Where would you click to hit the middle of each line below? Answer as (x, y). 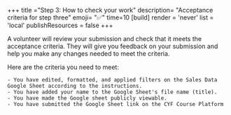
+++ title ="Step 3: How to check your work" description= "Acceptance (110, 10)
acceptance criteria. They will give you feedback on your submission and (113, 46)
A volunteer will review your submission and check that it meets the (104, 39)
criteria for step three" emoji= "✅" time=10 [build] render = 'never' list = (111, 17)
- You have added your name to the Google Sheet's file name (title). (112, 92)
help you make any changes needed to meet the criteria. (89, 54)
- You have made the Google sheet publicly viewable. (87, 98)
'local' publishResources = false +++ (60, 25)
